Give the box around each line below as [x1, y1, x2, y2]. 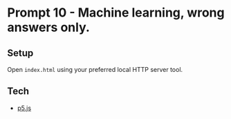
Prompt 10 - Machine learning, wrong [7, 5, 225, 21]
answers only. [7, 19, 90, 35]
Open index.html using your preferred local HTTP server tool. [7, 66, 183, 73]
